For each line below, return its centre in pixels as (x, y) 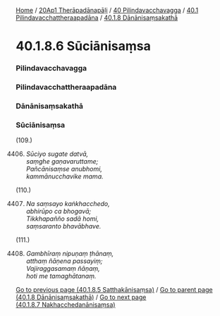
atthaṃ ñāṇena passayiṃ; (64, 261)
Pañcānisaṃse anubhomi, (64, 169)
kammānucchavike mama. (65, 176)
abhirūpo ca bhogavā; (59, 212)
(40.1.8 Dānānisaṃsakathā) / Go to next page (81, 297)
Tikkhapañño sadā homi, (62, 219)
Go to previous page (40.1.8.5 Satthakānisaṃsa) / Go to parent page (114, 290)
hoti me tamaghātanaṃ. (61, 276)
